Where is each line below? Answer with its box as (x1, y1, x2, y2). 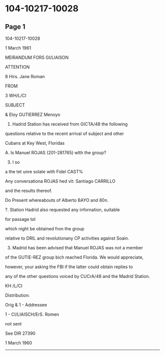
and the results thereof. (5, 188, 53, 193)
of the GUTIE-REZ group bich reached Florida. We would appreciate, (5, 254, 144, 260)
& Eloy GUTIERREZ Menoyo (5, 111, 60, 117)
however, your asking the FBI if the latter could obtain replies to (5, 264, 133, 270)
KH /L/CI (5, 283, 23, 289)
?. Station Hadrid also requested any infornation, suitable (5, 207, 120, 213)
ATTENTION (5, 64, 30, 70)
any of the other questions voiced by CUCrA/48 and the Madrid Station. (5, 273, 150, 279)
